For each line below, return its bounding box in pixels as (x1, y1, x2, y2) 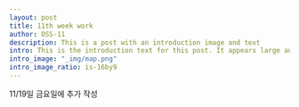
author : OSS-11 (9, 29, 66, 38)
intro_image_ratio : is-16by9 (9, 63, 117, 72)
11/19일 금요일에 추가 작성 (9, 88, 98, 99)
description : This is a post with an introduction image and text (9, 37, 261, 47)
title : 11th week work (9, 21, 93, 30)
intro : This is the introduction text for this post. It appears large (9, 46, 280, 55)
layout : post (9, 12, 58, 22)
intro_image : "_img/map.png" (9, 54, 117, 63)
